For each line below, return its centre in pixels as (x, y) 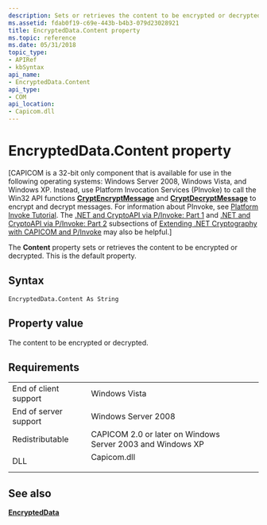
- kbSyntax (26, 68)
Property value (46, 324)
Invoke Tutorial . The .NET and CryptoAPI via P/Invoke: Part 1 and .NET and (130, 214)
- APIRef (23, 60)
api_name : (25, 75)
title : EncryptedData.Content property (74, 30)
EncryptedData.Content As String (64, 299)
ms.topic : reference (43, 38)
